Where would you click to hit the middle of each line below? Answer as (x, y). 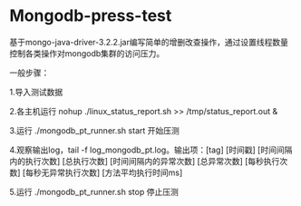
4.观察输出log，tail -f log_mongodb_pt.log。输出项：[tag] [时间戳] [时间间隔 (151, 150)
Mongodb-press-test (91, 16)
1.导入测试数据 (36, 92)
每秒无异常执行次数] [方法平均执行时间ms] (104, 172)
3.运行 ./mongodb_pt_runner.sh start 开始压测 (94, 130)
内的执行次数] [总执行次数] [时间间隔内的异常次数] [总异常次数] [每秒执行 (145, 161)
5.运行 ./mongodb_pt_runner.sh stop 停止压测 (94, 191)
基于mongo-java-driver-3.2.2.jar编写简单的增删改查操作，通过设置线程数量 (149, 42)
